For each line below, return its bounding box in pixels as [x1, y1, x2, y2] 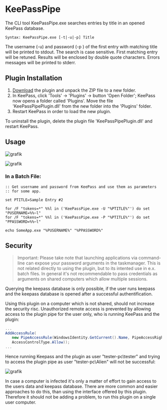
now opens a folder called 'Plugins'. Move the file [12, 98, 113, 104]
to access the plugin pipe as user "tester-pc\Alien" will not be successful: [5, 359, 156, 365]
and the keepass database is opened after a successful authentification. [5, 290, 153, 297]
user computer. [5, 400, 36, 406]
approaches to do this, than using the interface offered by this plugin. [5, 389, 147, 395]
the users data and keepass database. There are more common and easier [5, 384, 158, 390]
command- [138, 255, 162, 261]
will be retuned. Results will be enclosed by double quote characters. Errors [5, 54, 160, 60]
